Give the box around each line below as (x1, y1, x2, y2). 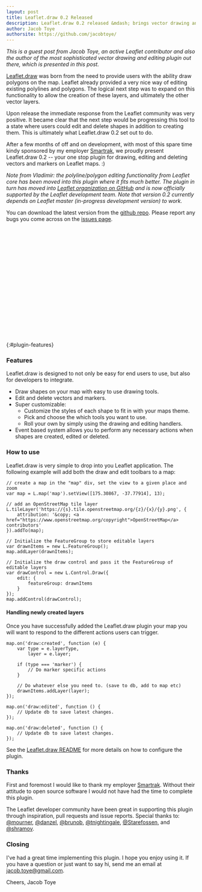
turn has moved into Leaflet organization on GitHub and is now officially (6, 185, 185, 192)
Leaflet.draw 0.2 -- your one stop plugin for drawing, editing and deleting (6, 153, 188, 161)
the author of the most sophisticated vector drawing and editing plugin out (6, 54, 191, 62)
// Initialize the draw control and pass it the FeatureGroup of (6, 559, 173, 565)
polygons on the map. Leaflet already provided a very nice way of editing (6, 79, 188, 86)
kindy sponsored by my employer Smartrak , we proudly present (6, 147, 164, 155)
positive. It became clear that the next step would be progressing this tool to (6, 116, 195, 124)
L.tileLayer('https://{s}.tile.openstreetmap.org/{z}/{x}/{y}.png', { (6, 506, 187, 512)
